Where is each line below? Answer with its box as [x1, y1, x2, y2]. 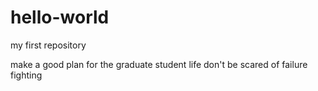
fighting [10, 69, 43, 81]
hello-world [10, 6, 110, 29]
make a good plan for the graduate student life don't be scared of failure [10, 58, 308, 70]
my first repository [10, 39, 87, 51]
